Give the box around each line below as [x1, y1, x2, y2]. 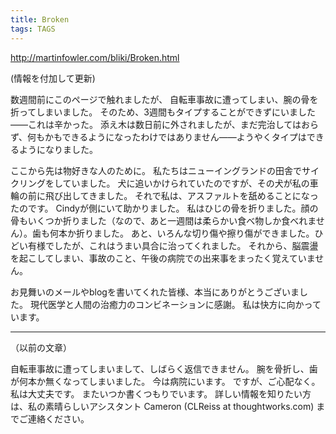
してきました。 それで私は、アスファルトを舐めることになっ [71, 189, 319, 201]
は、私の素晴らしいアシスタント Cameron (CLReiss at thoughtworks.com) [10, 400, 315, 412]
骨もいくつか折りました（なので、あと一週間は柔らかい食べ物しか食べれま [10, 214, 317, 226]
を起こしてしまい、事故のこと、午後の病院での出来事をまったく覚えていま [10, 252, 316, 264]
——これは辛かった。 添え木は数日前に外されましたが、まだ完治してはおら [10, 118, 319, 130]
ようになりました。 [18, 143, 98, 155]
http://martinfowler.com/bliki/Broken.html [10, 51, 180, 63]
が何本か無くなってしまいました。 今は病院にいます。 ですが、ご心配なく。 [10, 375, 321, 387]
